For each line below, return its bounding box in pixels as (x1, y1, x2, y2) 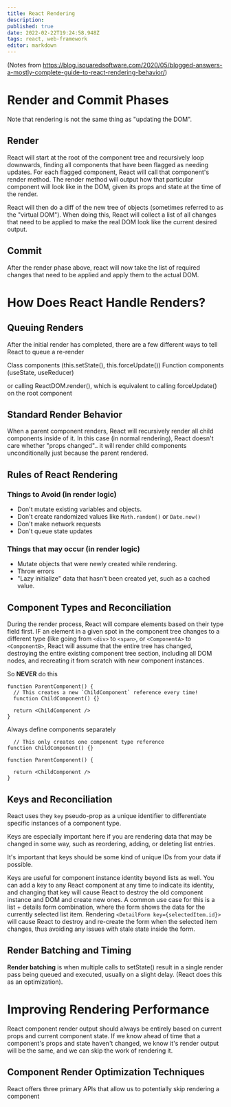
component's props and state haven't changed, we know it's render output (7, 1039, 219, 1047)
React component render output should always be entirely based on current (7, 1024, 222, 1033)
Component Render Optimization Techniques (7, 1066, 205, 1078)
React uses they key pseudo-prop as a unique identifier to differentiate (7, 811, 207, 819)
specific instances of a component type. (7, 819, 122, 827)
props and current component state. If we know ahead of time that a (7, 1031, 201, 1040)
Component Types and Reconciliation (7, 601, 172, 613)
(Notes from (7, 61, 41, 69)
